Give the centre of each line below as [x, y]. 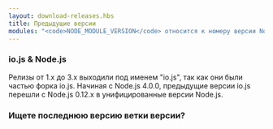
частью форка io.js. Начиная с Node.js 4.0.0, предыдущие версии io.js [130, 85]
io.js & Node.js [37, 59]
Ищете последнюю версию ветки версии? [97, 115]
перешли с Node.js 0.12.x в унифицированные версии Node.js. [116, 94]
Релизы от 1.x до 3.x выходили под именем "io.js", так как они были [126, 77]
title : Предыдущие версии [52, 24]
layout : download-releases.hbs [61, 16]
